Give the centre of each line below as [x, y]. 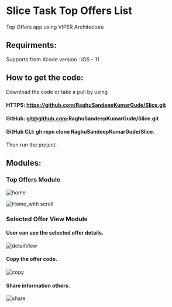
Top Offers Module [33, 180]
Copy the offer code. [32, 259]
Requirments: [31, 45]
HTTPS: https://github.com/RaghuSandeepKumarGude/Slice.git [86, 105]
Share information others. [38, 285]
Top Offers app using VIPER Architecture [55, 27]
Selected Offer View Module [47, 219]
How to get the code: [45, 78]
